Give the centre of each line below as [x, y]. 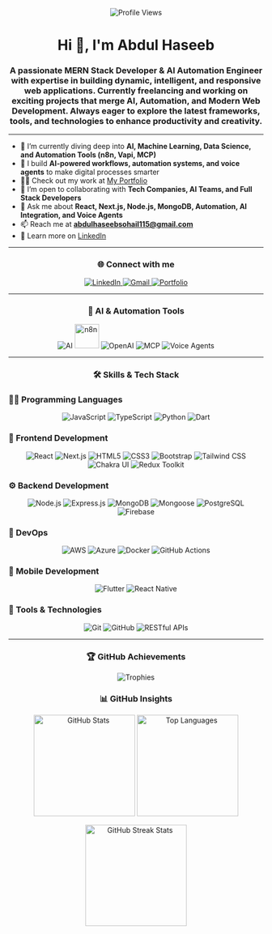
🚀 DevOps [28, 532]
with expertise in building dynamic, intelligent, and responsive [136, 81]
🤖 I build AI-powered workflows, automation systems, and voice [130, 164]
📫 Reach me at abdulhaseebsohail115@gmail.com [106, 224]
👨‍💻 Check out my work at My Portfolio [84, 181]
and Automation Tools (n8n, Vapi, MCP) [88, 155]
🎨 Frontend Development [58, 438]
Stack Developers [51, 198]
